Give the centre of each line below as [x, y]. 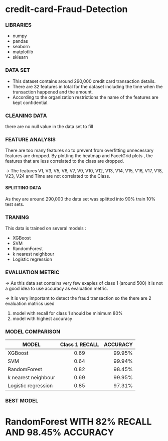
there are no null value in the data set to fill [49, 127]
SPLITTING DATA [23, 187]
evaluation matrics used [30, 304]
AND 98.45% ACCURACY [60, 432]
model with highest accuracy [42, 319]
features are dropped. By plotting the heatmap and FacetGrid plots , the [79, 156]
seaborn [21, 47]
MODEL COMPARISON [33, 332]
